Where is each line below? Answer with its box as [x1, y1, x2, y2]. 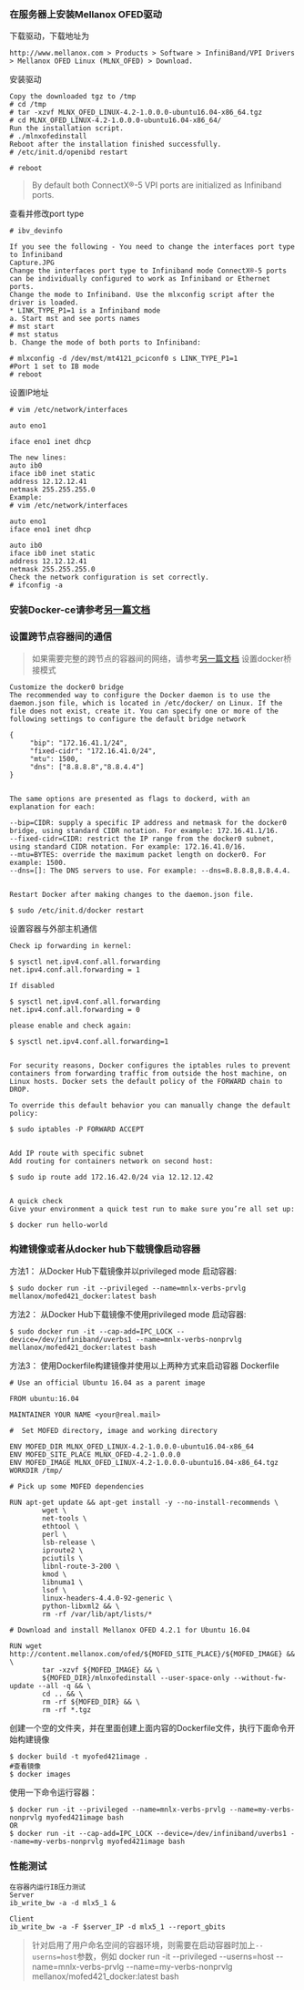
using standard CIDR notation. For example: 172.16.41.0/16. [9, 841, 247, 851]
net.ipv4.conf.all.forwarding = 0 [9, 1005, 141, 1014]
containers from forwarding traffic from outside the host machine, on [9, 1068, 287, 1077]
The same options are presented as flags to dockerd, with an [9, 794, 250, 803]
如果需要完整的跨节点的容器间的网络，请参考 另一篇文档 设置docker [31, 653, 284, 664]
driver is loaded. [9, 298, 79, 307]
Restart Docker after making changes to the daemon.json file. [9, 890, 255, 899]
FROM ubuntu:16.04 [9, 1394, 79, 1403]
